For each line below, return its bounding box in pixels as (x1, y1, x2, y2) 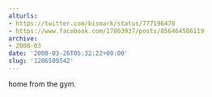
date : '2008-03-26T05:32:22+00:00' (8, 49, 129, 57)
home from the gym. (8, 78, 77, 89)
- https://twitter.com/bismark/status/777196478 (8, 19, 176, 27)
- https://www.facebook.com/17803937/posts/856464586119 (8, 27, 205, 35)
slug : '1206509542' (8, 57, 74, 65)
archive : (8, 34, 38, 43)
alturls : (8, 11, 38, 20)
